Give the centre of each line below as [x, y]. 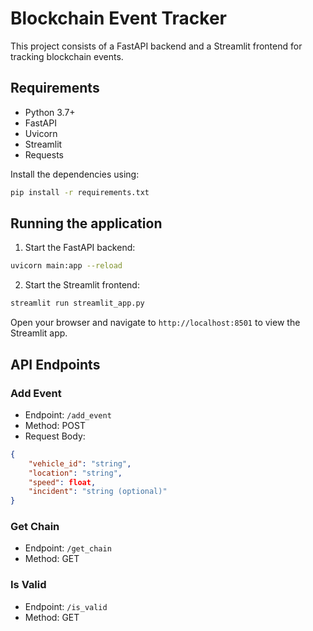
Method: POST [55, 425]
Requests [44, 154]
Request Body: [55, 436]
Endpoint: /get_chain [68, 548]
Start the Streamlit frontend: [82, 285]
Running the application [86, 223]
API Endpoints [55, 364]
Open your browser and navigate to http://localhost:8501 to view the [155, 323]
